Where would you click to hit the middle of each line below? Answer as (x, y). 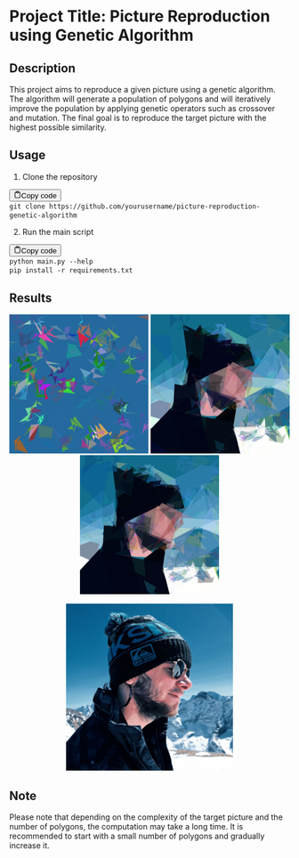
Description (42, 68)
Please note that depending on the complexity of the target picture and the (146, 817)
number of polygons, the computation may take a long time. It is (126, 827)
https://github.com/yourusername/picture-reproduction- (154, 206)
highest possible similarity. (58, 127)
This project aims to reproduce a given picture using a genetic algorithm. (142, 89)
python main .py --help (51, 262)
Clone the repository (60, 176)
